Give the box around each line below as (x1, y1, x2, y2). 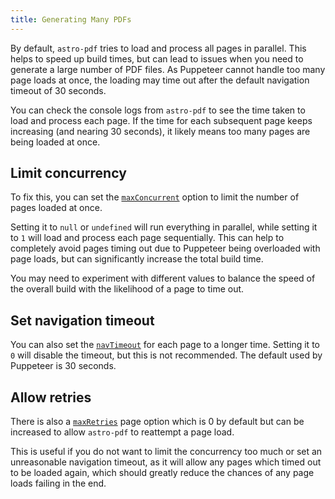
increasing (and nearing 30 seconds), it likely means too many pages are (10, 125, 311, 137)
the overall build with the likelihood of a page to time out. (10, 283, 245, 295)
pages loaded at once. (10, 202, 103, 214)
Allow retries (10, 389, 92, 406)
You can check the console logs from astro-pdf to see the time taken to (10, 104, 306, 116)
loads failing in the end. (10, 477, 107, 490)
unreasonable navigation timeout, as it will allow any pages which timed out (10, 456, 322, 468)
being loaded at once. (10, 136, 101, 148)
